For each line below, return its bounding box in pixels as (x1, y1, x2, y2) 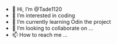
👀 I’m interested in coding (11, 12, 76, 19)
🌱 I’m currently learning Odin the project (11, 18, 111, 25)
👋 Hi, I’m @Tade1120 (11, 6, 62, 12)
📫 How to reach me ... (11, 32, 68, 38)
